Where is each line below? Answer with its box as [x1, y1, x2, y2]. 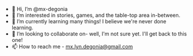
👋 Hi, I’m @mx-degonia [11, 6, 68, 12]
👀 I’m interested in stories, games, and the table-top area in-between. [11, 12, 181, 19]
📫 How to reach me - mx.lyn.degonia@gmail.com [11, 43, 134, 50]
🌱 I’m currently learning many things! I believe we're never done [11, 18, 167, 24]
